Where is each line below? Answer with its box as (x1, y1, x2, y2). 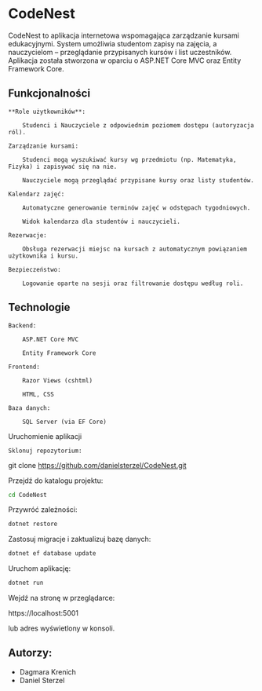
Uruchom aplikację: (8, 564, 71, 573)
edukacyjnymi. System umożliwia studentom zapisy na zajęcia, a (8, 38, 217, 48)
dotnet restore (8, 520, 58, 528)
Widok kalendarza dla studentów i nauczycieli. (22, 218, 180, 225)
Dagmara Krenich (19, 667, 77, 676)
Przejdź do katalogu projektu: (8, 476, 104, 485)
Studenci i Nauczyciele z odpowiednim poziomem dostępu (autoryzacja (22, 121, 255, 130)
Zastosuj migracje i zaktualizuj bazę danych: (8, 535, 151, 544)
